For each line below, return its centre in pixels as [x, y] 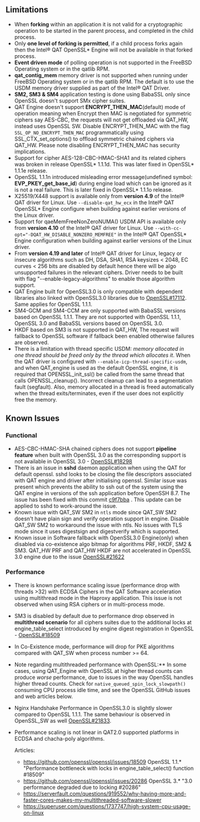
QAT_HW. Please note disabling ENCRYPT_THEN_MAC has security [97, 145]
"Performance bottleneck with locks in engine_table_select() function [108, 768]
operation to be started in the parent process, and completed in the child [104, 31]
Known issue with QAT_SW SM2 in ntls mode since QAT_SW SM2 [96, 512]
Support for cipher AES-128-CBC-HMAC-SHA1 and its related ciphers [100, 157]
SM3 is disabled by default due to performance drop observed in [94, 615]
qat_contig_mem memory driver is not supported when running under [101, 75]
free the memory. [36, 399]
